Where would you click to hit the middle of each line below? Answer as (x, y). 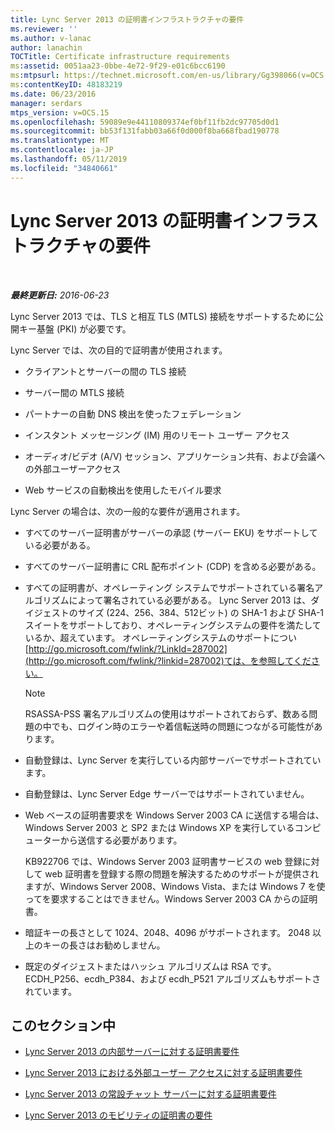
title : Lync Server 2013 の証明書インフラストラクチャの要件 (127, 19)
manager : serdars (46, 103)
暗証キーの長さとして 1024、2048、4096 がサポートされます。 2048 (167, 932)
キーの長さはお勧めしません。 (104, 945)
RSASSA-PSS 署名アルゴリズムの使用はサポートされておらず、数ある (167, 713)
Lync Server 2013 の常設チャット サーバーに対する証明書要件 (150, 1094)
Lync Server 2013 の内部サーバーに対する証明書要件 (132, 1052)
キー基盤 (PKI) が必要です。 (75, 328)
